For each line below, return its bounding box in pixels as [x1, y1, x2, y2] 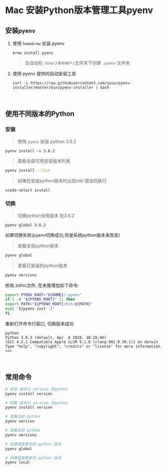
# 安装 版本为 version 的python [5, 387, 69, 392]
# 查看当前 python [5, 414, 41, 419]
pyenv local [5, 460, 30, 465]
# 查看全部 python [5, 428, 41, 433]
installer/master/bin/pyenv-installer [12, 85, 94, 90]
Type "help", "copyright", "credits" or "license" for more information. [5, 344, 163, 349]
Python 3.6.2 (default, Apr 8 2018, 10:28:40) [5, 335, 107, 340]
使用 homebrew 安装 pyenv [12, 41, 65, 46]
